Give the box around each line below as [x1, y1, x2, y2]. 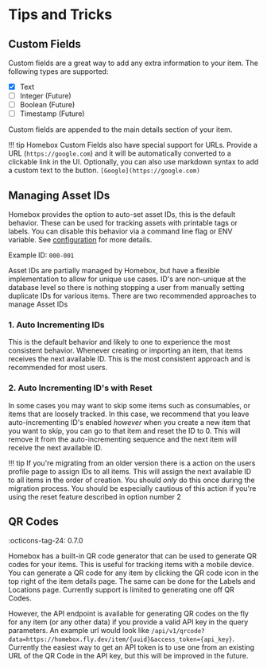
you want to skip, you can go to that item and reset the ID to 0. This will [8, 426, 241, 435]
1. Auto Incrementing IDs [8, 319, 105, 330]
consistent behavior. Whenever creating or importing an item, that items [8, 346, 243, 355]
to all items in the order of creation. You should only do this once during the [8, 475, 256, 485]
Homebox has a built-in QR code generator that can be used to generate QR [8, 551, 257, 561]
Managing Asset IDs [8, 188, 110, 202]
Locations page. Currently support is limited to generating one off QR [8, 585, 234, 595]
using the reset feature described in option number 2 [8, 492, 181, 501]
